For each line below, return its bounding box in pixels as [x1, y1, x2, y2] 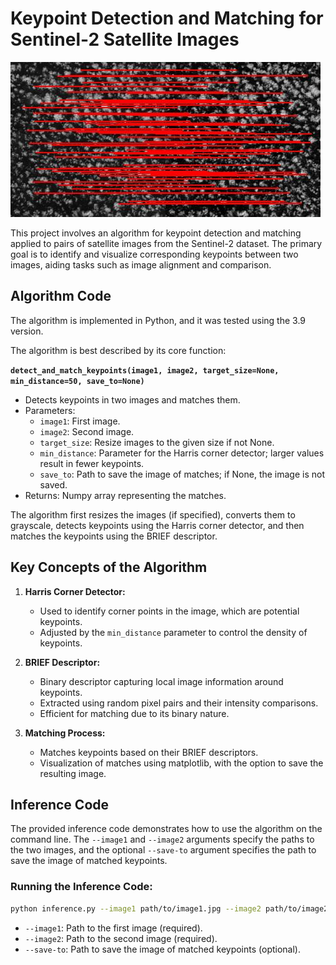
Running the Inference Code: [10, 880, 153, 894]
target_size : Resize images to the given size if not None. [39, 436, 275, 448]
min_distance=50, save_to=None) [10, 376, 145, 386]
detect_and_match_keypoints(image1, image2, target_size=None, [10, 365, 280, 376]
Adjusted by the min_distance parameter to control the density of [39, 626, 308, 638]
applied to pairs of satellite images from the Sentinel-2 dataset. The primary [10, 237, 323, 249]
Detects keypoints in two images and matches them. [24, 393, 241, 406]
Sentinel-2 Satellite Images [10, 28, 240, 51]
